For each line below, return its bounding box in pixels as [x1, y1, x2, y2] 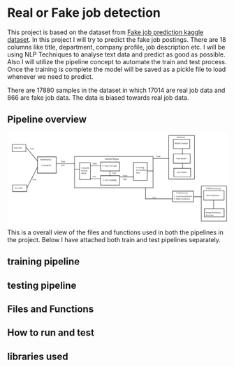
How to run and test [7, 327, 95, 339]
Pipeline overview [7, 114, 87, 126]
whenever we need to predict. [7, 72, 94, 81]
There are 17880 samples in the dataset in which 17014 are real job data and [7, 86, 226, 94]
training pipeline [7, 256, 80, 268]
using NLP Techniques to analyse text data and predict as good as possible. [7, 50, 226, 59]
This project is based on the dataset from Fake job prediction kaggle [7, 28, 204, 36]
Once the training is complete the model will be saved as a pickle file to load [7, 65, 226, 73]
